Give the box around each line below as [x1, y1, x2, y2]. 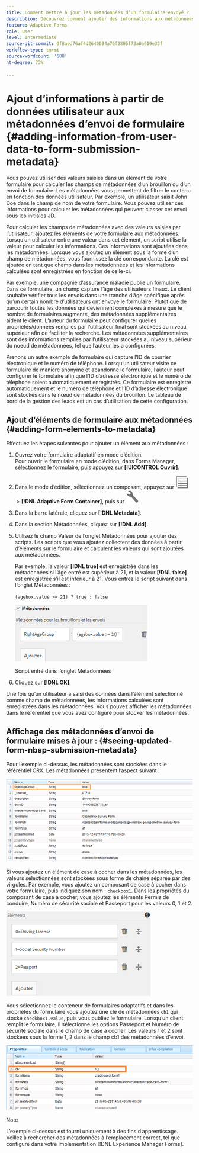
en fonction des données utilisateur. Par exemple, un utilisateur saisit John [6, 193, 188, 201]
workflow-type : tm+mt [6, 47, 60, 53]
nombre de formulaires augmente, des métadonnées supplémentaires [6, 311, 176, 318]
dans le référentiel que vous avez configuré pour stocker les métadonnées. [6, 709, 190, 717]
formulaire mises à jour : [6, 736, 98, 746]
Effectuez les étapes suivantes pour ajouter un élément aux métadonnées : [6, 440, 189, 447]
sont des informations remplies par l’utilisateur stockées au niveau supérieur [6, 336, 192, 343]
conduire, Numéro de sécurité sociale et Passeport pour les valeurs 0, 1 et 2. [6, 900, 193, 907]
